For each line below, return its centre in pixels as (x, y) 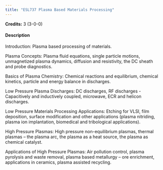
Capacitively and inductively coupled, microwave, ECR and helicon (73, 96)
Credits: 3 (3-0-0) (24, 24)
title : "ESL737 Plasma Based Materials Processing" (60, 10)
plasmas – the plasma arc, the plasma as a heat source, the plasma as (77, 137)
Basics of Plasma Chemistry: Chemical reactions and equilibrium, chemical (81, 76)
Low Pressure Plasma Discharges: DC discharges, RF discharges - (73, 91)
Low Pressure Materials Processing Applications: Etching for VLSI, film (77, 111)
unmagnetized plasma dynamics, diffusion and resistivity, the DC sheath (79, 61)
